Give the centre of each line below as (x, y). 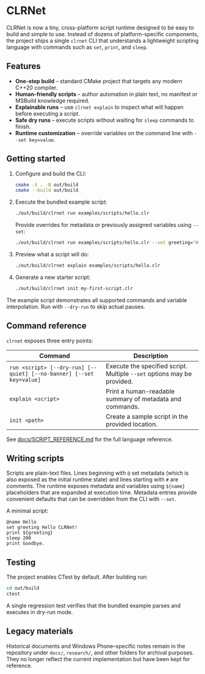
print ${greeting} (30, 533)
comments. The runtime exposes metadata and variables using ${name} (96, 486)
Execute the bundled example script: (61, 202)
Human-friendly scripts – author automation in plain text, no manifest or (106, 94)
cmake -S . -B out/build (47, 185)
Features (23, 66)
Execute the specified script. (147, 366)
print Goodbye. (26, 544)
